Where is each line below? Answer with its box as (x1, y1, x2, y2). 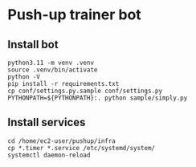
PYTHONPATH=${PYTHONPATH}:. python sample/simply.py (7, 94, 188, 102)
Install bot (7, 38, 59, 51)
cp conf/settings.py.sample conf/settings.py (7, 87, 162, 95)
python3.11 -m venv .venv (7, 59, 94, 67)
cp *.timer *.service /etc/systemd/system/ (7, 144, 156, 152)
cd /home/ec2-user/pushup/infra (7, 136, 116, 145)
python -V (7, 73, 41, 81)
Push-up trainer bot (7, 6, 141, 24)
